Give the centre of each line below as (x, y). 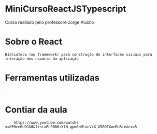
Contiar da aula (36, 110)
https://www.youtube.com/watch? (46, 122)
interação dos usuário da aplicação (42, 59)
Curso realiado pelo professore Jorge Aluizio (50, 22)
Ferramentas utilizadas (52, 78)
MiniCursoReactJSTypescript (66, 9)
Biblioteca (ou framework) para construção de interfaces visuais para (78, 54)
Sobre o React (34, 42)
